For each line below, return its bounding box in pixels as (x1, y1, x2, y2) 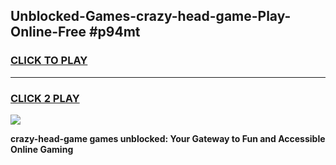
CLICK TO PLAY (10, 54, 88, 68)
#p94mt (88, 24, 141, 41)
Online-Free (10, 24, 87, 41)
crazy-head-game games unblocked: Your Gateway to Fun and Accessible (10, 132, 326, 144)
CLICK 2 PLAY (10, 91, 80, 105)
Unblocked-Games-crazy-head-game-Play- (10, 8, 292, 25)
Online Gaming (10, 143, 74, 155)
